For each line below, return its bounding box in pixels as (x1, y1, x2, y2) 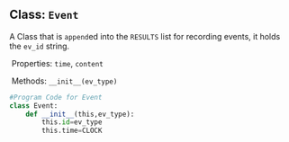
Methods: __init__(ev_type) (11, 75, 118, 86)
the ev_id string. (9, 40, 70, 51)
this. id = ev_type (41, 118, 103, 127)
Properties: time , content (11, 58, 104, 68)
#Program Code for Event (9, 93, 103, 102)
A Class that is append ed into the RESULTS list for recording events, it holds (9, 31, 281, 41)
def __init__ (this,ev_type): (25, 110, 135, 119)
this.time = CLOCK (41, 126, 103, 136)
